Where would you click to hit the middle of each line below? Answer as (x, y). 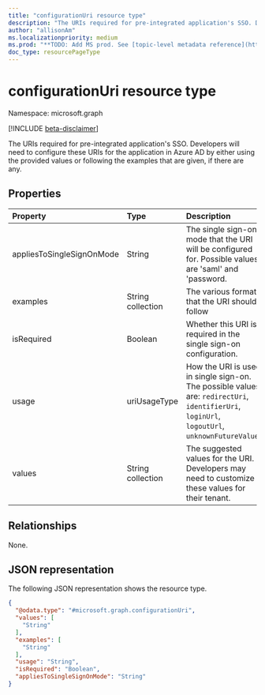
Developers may (216, 468)
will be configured (219, 249)
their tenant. (208, 498)
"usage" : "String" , (47, 662)
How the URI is (213, 366)
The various (208, 291)
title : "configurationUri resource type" (77, 15)
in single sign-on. (218, 376)
